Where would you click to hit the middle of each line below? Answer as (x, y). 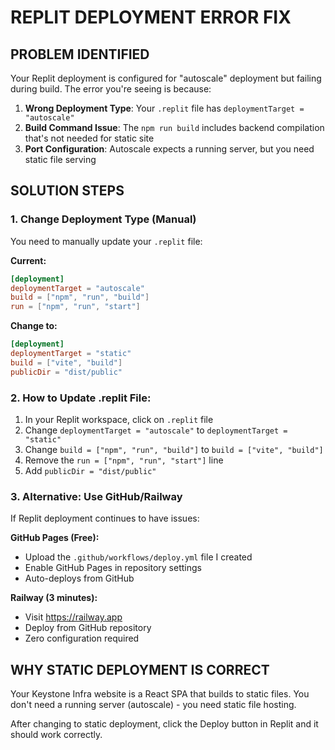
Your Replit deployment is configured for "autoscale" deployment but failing (166, 78)
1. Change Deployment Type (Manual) (103, 219)
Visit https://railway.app (73, 617)
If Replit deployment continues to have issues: (105, 518)
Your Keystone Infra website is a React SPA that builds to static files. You (160, 694)
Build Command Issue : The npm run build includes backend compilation (174, 127)
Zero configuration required (82, 638)
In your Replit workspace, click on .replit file (119, 419)
